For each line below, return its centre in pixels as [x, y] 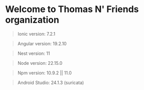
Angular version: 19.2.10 [42, 43]
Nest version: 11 [34, 53]
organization [32, 20]
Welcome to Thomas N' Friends [72, 9]
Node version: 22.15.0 [40, 63]
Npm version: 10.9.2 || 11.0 [44, 73]
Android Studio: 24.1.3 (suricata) [51, 82]
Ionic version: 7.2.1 [36, 34]
